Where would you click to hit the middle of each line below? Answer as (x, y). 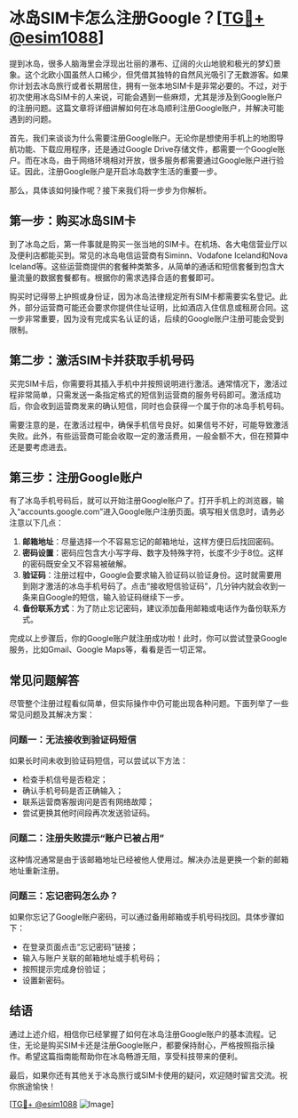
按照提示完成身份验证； (65, 969)
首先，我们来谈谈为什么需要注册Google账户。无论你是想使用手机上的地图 (143, 138)
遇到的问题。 (32, 119)
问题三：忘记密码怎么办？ (64, 896)
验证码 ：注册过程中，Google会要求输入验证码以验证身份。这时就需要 (148, 575)
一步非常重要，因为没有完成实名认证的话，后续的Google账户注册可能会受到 (147, 318)
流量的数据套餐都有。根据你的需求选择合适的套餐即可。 (118, 277)
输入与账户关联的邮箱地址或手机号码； (92, 958)
